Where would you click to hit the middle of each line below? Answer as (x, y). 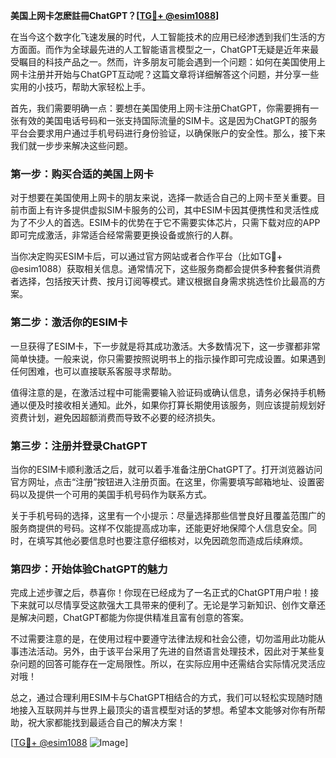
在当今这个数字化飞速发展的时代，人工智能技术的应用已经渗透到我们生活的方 (168, 37)
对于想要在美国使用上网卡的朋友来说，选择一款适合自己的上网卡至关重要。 (163, 198)
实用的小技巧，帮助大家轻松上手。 (80, 87)
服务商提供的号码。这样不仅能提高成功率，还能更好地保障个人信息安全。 (159, 528)
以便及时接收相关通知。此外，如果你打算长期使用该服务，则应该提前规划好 (172, 405)
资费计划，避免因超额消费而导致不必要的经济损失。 (115, 417)
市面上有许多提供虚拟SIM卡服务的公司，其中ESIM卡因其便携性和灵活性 (164, 210)
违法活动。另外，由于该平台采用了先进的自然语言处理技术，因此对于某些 (167, 651)
